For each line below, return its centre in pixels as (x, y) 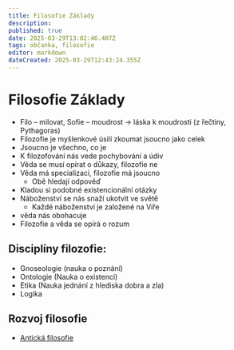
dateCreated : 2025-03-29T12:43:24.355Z (75, 61)
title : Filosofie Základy (51, 16)
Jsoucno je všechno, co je (63, 147)
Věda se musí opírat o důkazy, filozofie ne (89, 164)
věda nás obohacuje (53, 215)
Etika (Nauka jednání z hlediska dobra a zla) (92, 285)
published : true (35, 30)
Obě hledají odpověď (66, 181)
